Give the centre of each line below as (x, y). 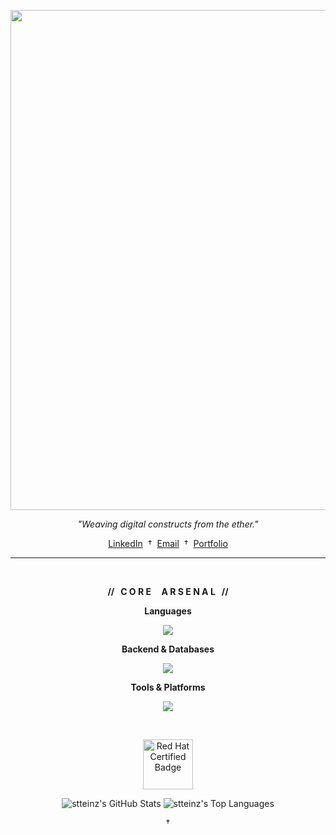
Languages (168, 611)
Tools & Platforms (168, 687)
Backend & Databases (168, 649)
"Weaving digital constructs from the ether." (168, 524)
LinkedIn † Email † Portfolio (168, 543)
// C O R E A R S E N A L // (168, 591)
